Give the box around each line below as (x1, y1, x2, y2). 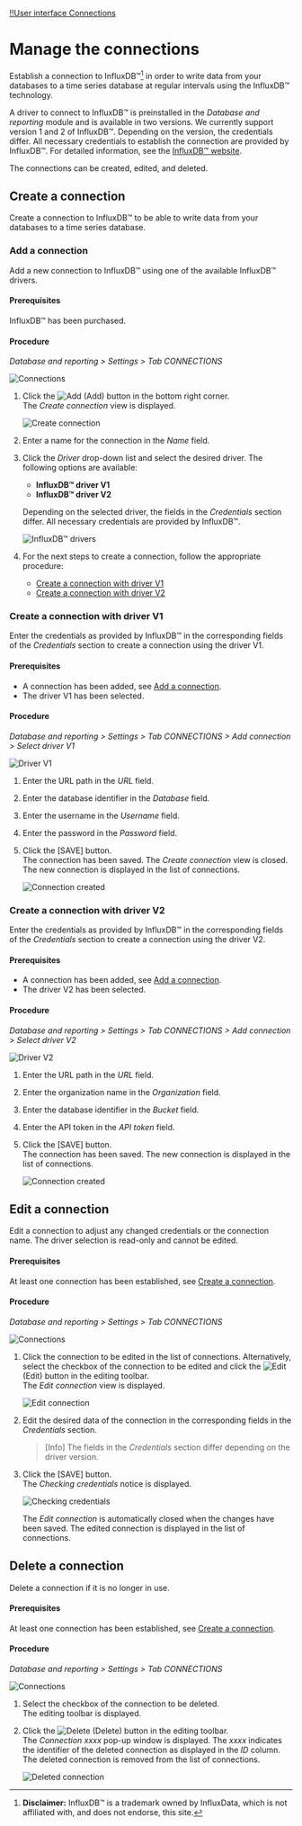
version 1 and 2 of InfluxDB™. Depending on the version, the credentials (9, 126, 273, 137)
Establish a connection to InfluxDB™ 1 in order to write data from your (9, 68, 262, 81)
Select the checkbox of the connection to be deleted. (22, 1698, 220, 1709)
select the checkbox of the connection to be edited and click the (22, 1361, 262, 1372)
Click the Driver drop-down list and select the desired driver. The (22, 453, 263, 463)
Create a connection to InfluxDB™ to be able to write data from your (9, 212, 259, 223)
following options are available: (22, 463, 138, 473)
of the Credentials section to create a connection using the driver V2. (9, 934, 266, 945)
